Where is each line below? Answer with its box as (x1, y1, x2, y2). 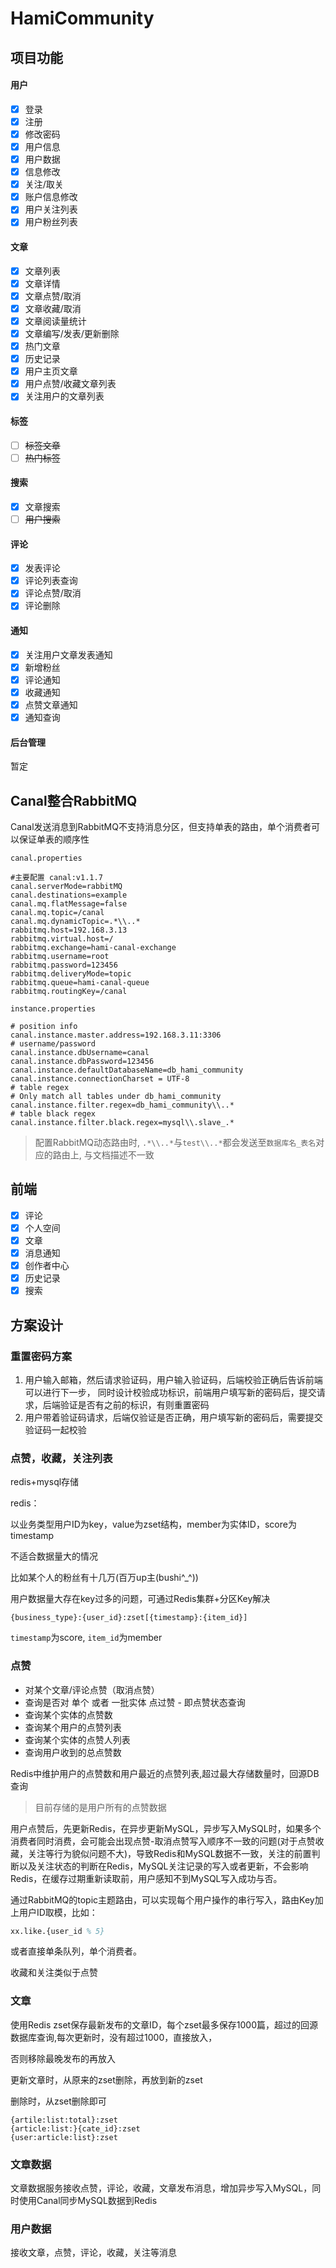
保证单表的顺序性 (18, 833, 90, 845)
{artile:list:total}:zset (10, 2115, 118, 2125)
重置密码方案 (10, 1349, 73, 1363)
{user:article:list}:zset (10, 2132, 118, 2142)
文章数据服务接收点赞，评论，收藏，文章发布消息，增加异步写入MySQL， (10, 2182, 313, 2194)
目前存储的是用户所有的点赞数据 (34, 1801, 167, 1813)
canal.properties (10, 853, 83, 863)
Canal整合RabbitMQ (10, 792, 138, 809)
